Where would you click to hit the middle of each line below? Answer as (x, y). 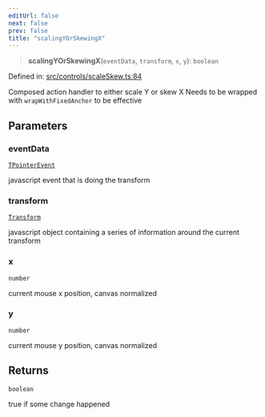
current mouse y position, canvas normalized (83, 345)
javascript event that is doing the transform (79, 180)
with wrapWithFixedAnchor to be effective (75, 100)
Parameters (38, 126)
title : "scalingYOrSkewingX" (57, 38)
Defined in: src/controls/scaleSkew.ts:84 (75, 76)
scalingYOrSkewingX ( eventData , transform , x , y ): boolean (123, 61)
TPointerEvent (32, 165)
